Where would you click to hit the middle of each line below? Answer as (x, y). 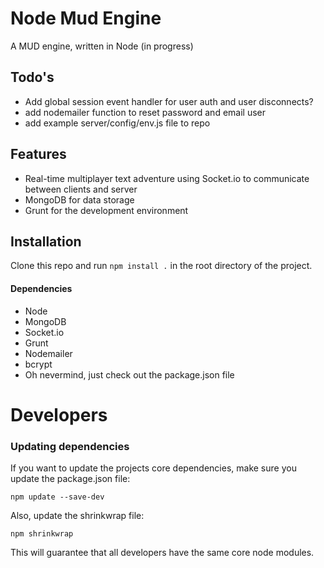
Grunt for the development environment (106, 210)
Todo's (32, 77)
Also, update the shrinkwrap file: (77, 516)
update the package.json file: (70, 479)
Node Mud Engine (86, 18)
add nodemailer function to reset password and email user (145, 112)
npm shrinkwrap (42, 534)
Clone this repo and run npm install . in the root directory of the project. (161, 266)
